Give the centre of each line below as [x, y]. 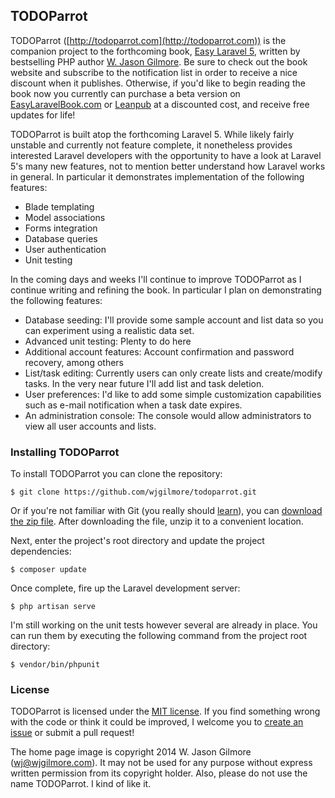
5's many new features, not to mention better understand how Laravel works [168, 166]
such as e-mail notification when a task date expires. [133, 405]
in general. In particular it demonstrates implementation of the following [157, 176]
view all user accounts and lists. [90, 426]
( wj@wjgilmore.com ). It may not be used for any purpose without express [161, 763]
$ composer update [48, 570]
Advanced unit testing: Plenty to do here [108, 341]
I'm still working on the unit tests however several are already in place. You [164, 625]
